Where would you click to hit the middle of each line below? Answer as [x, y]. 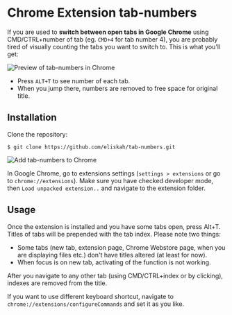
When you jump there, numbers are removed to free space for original [117, 88]
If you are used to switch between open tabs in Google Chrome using [108, 32]
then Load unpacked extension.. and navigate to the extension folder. [107, 188]
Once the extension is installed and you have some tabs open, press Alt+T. [114, 226]
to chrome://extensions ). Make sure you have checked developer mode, [110, 180]
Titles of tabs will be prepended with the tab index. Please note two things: [114, 234]
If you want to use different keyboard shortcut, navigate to [90, 296]
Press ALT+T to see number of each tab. [74, 80]
